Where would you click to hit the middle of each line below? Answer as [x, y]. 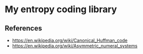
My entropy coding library [61, 9]
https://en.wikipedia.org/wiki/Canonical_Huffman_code [70, 40]
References [23, 28]
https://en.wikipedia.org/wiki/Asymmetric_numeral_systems [75, 46]
